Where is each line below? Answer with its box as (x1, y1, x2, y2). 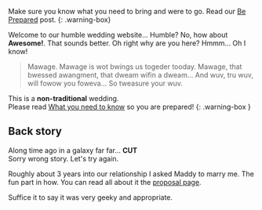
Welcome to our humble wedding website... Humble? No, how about (8, 31, 228, 39)
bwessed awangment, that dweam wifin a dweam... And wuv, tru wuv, (27, 71, 253, 79)
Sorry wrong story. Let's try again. (8, 154, 119, 163)
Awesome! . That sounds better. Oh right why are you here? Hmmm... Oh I (8, 38, 246, 48)
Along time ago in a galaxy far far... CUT (8, 145, 138, 155)
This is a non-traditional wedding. (8, 94, 119, 103)
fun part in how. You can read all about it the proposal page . (8, 177, 202, 186)
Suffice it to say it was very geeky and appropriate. (8, 192, 173, 202)
